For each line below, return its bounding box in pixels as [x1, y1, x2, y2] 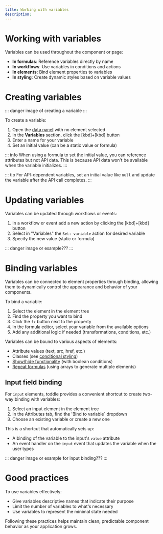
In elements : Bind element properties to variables [12, 69, 113, 75]
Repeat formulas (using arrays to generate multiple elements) [12, 364, 136, 370]
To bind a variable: [5, 299, 43, 305]
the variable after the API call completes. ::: [5, 177, 92, 183]
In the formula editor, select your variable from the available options [12, 324, 149, 330]
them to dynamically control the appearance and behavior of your [5, 284, 138, 290]
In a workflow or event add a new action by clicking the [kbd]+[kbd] [12, 220, 149, 226]
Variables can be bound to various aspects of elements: [5, 338, 117, 344]
